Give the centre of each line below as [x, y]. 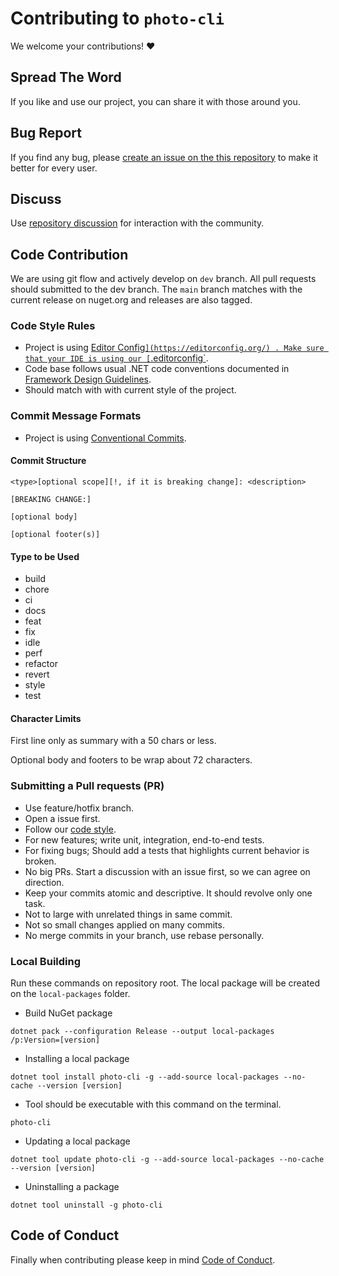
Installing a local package [77, 1058]
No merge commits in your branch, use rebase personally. [144, 935]
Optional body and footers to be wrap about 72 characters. [131, 760]
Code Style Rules [53, 326]
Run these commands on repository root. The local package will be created [165, 983]
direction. [44, 882]
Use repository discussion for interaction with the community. [137, 223]
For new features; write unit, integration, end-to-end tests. [144, 839]
